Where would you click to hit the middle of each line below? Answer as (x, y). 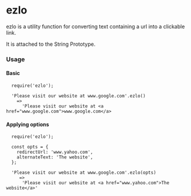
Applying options (28, 124)
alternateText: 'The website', (55, 157)
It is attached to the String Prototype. (51, 44)
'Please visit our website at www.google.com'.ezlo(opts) (84, 173)
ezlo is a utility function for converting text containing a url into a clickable (95, 26)
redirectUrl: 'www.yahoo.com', (55, 152)
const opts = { (30, 147)
